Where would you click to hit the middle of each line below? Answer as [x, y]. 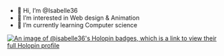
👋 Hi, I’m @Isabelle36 [47, 11]
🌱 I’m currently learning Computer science [77, 25]
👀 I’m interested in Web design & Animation [78, 18]
